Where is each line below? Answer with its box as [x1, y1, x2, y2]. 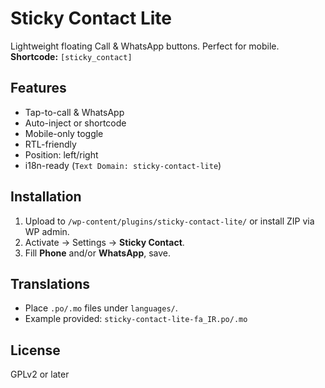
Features [10, 80, 67, 97]
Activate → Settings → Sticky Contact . [24, 236, 185, 248]
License [10, 342, 61, 359]
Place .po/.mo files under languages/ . [24, 302, 178, 314]
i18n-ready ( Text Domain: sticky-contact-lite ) [24, 159, 222, 171]
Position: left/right [24, 148, 99, 161]
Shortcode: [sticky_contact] [10, 50, 133, 62]
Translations [10, 275, 91, 292]
